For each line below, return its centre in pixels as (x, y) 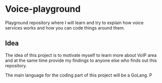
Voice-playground (43, 9)
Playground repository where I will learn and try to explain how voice (74, 23)
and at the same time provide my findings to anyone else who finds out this (81, 60)
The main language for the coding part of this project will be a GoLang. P (79, 75)
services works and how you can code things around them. (65, 28)
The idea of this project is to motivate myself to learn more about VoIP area (81, 55)
